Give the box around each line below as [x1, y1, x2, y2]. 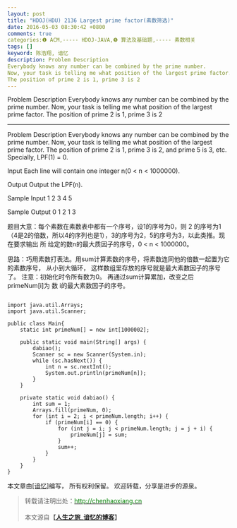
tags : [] [7, 43, 33, 50]
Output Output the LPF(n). [7, 181, 83, 189]
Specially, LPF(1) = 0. [7, 153, 68, 162]
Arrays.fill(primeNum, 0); [32, 407, 112, 414]
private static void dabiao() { [20, 395, 115, 402]
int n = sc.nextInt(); [44, 364, 112, 371]
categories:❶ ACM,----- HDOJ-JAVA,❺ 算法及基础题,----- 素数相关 [7, 37, 196, 44]
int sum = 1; [32, 400, 71, 408]
